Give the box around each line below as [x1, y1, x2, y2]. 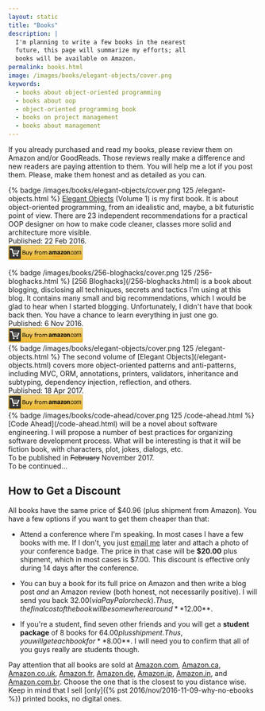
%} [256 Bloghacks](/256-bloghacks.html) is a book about [60, 277, 252, 286]
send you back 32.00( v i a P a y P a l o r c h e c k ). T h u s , [19, 595, 175, 604]
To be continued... [8, 461, 67, 471]
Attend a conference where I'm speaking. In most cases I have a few [19, 529, 244, 538]
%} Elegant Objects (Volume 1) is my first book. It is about [50, 194, 239, 203]
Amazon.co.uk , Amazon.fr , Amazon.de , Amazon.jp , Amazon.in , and [8, 668, 228, 678]
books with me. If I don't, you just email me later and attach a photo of [19, 538, 249, 547]
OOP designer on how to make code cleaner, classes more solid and [8, 220, 232, 228]
